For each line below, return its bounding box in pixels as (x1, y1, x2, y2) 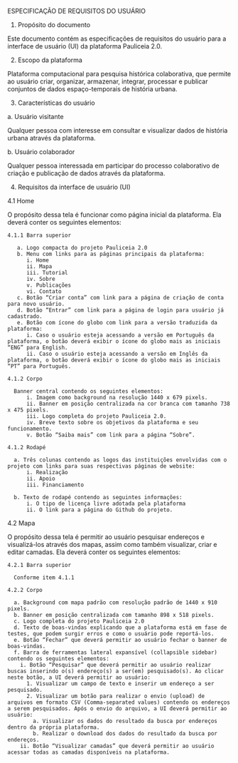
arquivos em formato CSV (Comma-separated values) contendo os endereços (7, 699, 231, 706)
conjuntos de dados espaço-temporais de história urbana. (7, 85, 178, 93)
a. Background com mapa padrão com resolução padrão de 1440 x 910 (13, 599, 218, 606)
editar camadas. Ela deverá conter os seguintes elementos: (7, 548, 181, 556)
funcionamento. (7, 425, 53, 432)
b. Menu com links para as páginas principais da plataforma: (16, 250, 205, 257)
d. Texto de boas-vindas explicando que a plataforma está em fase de (13, 624, 227, 631)
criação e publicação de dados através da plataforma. (7, 169, 166, 178)
